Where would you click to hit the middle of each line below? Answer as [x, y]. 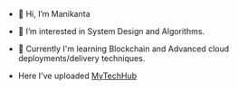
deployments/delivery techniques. [81, 58]
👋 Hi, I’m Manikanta [54, 14]
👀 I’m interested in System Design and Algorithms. [111, 31]
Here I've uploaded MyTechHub [77, 76]
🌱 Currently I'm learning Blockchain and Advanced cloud [124, 49]
